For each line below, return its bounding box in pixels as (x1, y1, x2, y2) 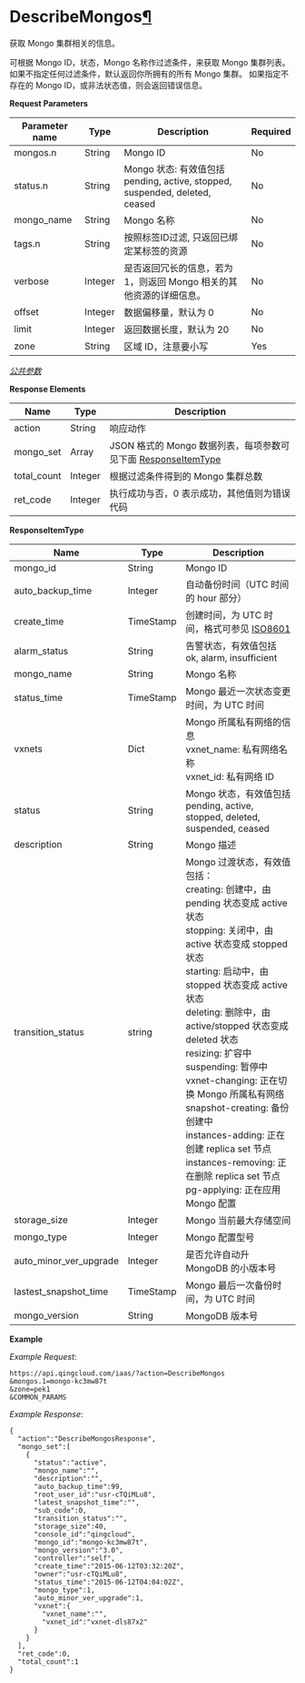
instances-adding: (185, 1129, 265, 1141)
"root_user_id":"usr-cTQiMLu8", (33, 1490, 156, 1499)
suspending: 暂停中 (185, 1060, 268, 1073)
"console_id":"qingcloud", (33, 1529, 136, 1539)
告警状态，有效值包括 (185, 639, 277, 652)
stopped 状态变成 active (185, 978, 289, 991)
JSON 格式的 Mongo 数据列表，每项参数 (109, 439, 281, 451)
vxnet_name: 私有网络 (185, 743, 280, 755)
